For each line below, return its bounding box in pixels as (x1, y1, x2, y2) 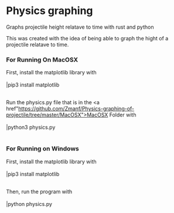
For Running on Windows (6, 145, 79, 153)
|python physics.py (6, 200, 53, 207)
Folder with (109, 111, 137, 118)
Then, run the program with (6, 188, 73, 195)
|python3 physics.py (6, 124, 56, 131)
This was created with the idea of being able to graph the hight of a (6, 35, 169, 42)
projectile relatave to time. (6, 41, 69, 48)
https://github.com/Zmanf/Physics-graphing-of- (18, 105, 135, 112)
